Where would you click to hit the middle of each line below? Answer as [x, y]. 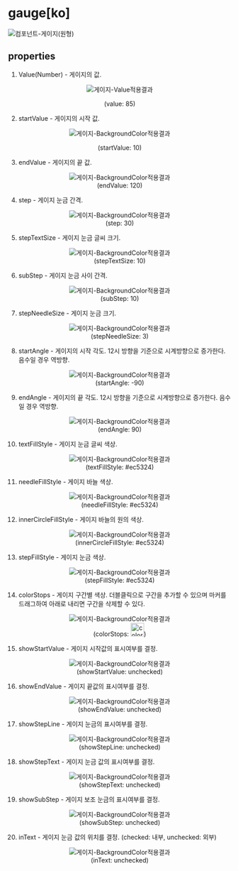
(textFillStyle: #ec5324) [120, 467]
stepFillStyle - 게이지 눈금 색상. [62, 557]
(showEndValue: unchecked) [120, 709]
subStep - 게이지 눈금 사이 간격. [63, 275]
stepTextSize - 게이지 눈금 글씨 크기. [69, 237]
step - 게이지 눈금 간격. [51, 199]
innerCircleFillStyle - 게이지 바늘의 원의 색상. [81, 519]
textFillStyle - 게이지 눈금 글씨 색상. [68, 444]
